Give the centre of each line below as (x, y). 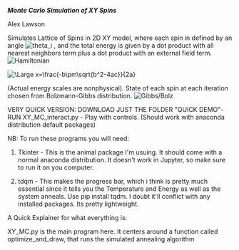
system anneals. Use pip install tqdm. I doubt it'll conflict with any (114, 196)
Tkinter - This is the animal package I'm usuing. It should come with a (120, 152)
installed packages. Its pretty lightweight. (78, 204)
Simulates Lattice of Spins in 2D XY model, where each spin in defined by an (120, 38)
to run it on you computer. (56, 167)
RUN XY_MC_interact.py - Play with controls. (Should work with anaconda (116, 117)
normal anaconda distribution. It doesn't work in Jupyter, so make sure (122, 160)
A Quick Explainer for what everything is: (67, 218)
